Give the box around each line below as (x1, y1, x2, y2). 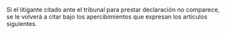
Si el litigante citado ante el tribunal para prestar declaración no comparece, (6, 6, 220, 13)
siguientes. (6, 20, 38, 27)
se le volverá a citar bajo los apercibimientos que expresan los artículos (6, 13, 208, 21)
